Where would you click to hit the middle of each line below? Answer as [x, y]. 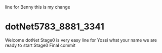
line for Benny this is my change [38, 7]
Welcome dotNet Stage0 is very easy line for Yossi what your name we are [81, 40]
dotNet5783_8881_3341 [55, 27]
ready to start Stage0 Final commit [40, 45]
